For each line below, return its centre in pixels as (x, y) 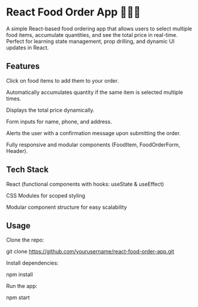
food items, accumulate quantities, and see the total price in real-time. (92, 35)
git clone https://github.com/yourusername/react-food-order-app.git (90, 252)
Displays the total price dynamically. (51, 110)
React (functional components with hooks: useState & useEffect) (85, 184)
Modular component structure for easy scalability (67, 207)
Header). (17, 151)
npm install (20, 275)
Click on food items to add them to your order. (62, 80)
